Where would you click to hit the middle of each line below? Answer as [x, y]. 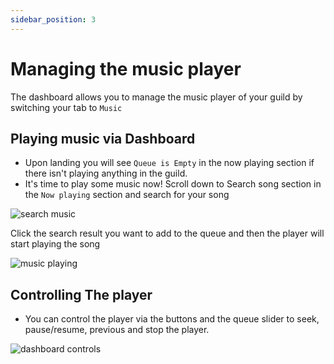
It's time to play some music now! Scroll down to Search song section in [173, 184]
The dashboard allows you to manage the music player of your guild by [156, 97]
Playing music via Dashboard [103, 138]
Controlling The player [81, 294]
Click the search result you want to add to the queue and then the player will [167, 233]
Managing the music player [126, 68]
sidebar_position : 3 [53, 19]
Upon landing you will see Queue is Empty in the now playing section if [169, 163]
